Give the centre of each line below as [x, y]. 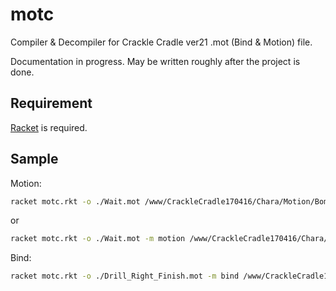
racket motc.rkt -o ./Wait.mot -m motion [98, 239]
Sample [34, 159]
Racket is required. [49, 127]
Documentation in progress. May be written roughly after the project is [155, 61]
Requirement [51, 103]
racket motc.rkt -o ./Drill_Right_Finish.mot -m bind [125, 276]
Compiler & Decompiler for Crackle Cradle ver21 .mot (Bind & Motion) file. [161, 42]
